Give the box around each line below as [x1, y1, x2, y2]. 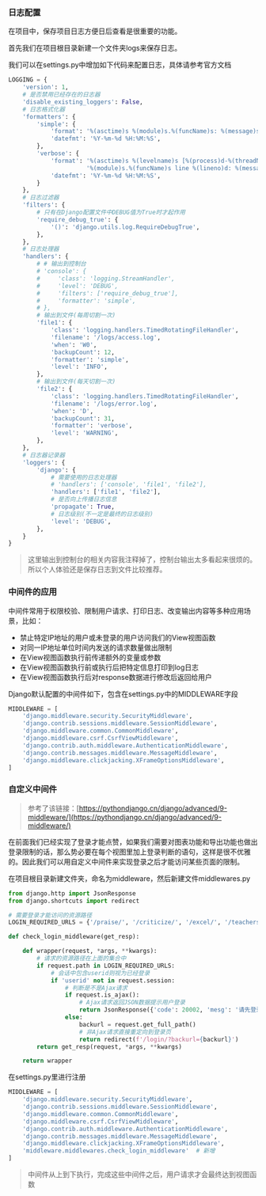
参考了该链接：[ [27, 803, 79, 813]
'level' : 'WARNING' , [50, 429, 119, 437]
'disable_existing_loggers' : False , [22, 97, 144, 106]
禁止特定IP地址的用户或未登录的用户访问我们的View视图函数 [19, 632, 216, 642]
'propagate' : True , [50, 503, 115, 511]
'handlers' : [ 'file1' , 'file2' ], [50, 488, 161, 496]
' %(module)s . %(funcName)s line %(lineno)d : [85, 164, 232, 172]
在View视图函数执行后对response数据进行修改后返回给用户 [19, 672, 212, 682]
